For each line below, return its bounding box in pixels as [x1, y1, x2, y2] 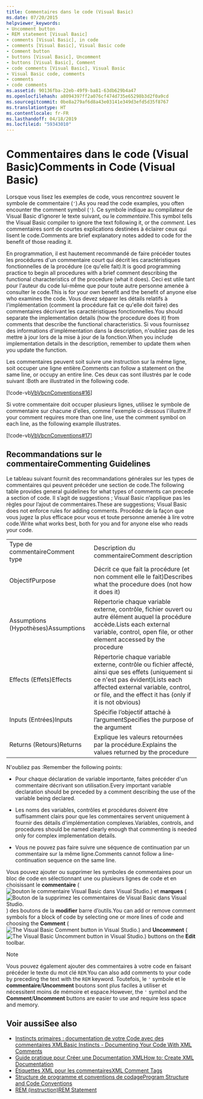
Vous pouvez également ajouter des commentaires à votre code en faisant [6, 962, 192, 969]
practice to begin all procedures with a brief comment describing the [6, 269, 178, 277]
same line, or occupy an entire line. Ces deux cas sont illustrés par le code [6, 371, 192, 378]
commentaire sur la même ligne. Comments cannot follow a [14, 850, 162, 857]
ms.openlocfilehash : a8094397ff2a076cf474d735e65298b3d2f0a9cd [6, 93, 169, 99]
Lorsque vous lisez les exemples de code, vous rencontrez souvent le [6, 193, 180, 200]
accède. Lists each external [93, 620, 170, 628]
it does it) [93, 588, 121, 596]
